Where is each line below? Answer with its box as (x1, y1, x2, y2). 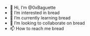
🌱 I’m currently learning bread (9, 15, 71, 20)
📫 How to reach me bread (9, 26, 64, 31)
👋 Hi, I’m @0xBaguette (9, 5, 56, 10)
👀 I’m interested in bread (9, 10, 60, 16)
